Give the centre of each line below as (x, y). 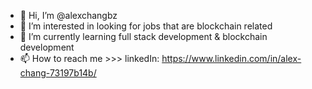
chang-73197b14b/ (58, 73)
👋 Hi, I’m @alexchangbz (68, 15)
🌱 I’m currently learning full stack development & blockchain (143, 36)
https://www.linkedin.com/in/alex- (231, 58)
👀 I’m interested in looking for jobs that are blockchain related (146, 26)
